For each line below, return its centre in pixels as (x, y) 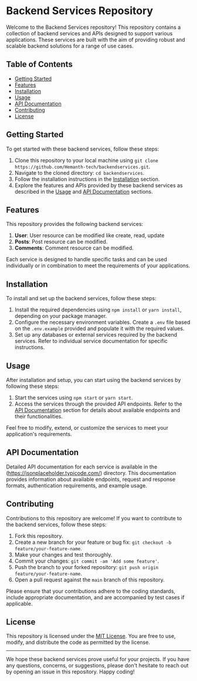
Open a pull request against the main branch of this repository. (90, 579)
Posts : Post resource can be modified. (61, 242)
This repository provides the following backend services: (75, 224)
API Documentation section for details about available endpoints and (97, 410)
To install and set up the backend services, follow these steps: (81, 298)
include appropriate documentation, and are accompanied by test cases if (95, 597)
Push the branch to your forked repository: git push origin (86, 567)
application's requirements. (39, 434)
